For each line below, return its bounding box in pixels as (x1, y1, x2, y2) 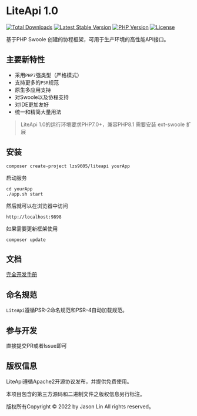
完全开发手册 (6, 271, 37, 278)
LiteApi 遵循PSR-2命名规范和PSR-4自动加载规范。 (6, 306, 128, 313)
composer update (6, 237, 46, 243)
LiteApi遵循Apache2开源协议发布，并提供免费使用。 (6, 378, 132, 385)
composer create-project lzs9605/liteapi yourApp (6, 163, 131, 169)
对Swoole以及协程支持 (14, 93, 69, 101)
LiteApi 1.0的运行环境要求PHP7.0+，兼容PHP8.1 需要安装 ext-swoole (20, 121, 185, 128)
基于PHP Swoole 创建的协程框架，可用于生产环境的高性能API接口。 (6, 35, 169, 42)
